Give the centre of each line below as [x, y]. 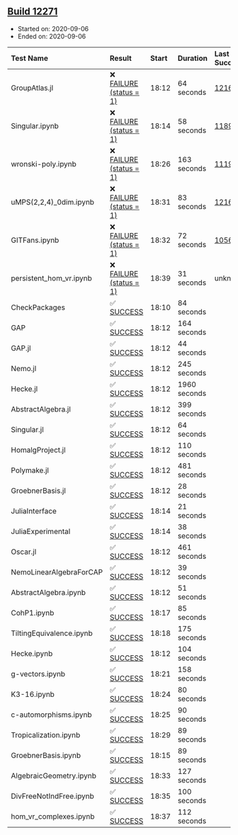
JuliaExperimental [41, 531]
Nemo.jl [24, 368]
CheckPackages [38, 307]
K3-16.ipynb [33, 694]
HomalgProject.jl [38, 450]
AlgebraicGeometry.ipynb [54, 776]
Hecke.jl [24, 389]
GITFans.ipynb [35, 240]
